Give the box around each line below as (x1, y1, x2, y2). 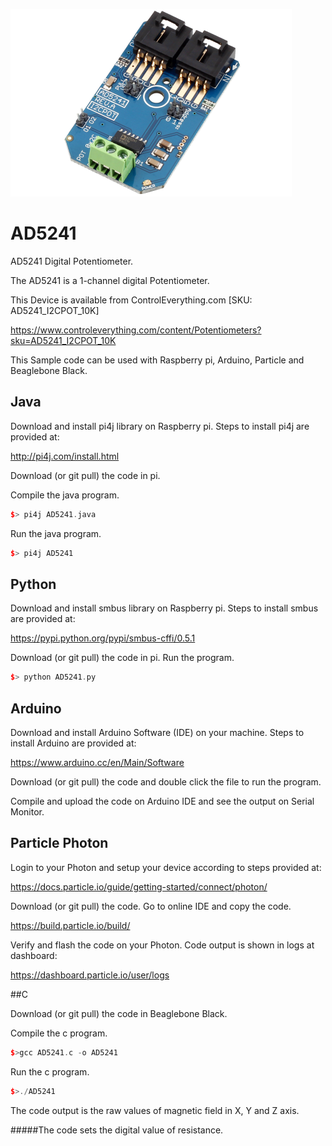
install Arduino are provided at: (10, 737, 137, 749)
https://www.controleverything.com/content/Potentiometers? (10, 324, 262, 336)
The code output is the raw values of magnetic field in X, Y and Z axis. (10, 1104, 300, 1116)
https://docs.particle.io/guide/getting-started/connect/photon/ (10, 880, 268, 893)
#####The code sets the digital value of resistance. (10, 1124, 224, 1136)
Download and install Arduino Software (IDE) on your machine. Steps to (10, 727, 305, 738)
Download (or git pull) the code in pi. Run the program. (10, 652, 235, 664)
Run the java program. (10, 527, 102, 539)
